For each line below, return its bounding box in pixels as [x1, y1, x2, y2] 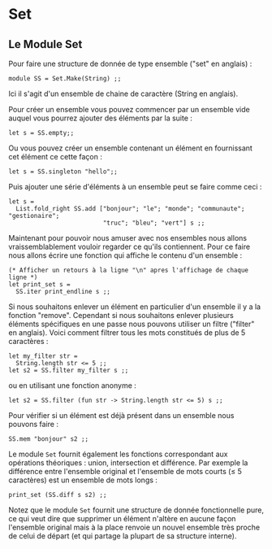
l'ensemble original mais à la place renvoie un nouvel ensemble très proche [8, 522, 261, 532]
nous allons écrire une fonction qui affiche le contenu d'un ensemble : [8, 251, 243, 260]
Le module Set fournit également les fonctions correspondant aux [8, 449, 228, 459]
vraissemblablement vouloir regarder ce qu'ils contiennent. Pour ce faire [8, 242, 250, 251]
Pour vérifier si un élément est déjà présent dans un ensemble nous [8, 411, 235, 420]
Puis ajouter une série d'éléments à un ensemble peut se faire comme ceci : [8, 182, 262, 191]
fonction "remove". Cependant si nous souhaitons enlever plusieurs [8, 311, 234, 320]
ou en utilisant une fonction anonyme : [8, 381, 136, 390]
